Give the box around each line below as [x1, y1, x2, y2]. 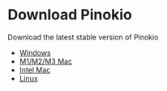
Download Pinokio [7, 6, 133, 24]
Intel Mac [19, 64, 51, 74]
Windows [19, 48, 51, 57]
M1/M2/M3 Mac [19, 56, 73, 66]
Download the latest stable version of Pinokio [7, 32, 159, 42]
